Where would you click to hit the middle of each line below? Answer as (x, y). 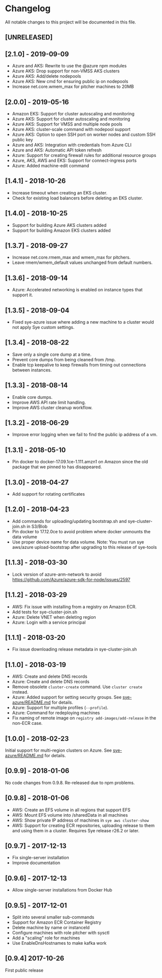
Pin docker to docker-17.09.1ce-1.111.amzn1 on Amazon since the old (80, 462)
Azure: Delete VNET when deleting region (54, 617)
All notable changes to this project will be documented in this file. (71, 22)
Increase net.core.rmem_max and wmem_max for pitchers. (71, 258)
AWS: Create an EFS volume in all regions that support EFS (71, 810)
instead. (20, 692)
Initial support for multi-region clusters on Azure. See (59, 750)
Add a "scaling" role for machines (46, 938)
